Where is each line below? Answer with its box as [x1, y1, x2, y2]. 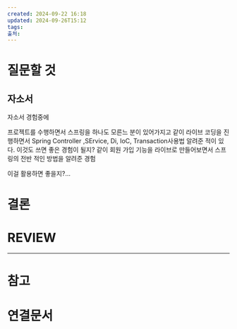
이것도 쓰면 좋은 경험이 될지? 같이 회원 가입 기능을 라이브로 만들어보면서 [16, 145, 214, 154]
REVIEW [7, 229, 56, 246]
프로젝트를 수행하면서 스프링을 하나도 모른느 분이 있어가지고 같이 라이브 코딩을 [7, 128, 222, 136]
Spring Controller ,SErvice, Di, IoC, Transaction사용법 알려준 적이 [31, 137, 217, 145]
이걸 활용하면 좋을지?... [7, 169, 71, 178]
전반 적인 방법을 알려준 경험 [20, 155, 97, 163]
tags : [7, 23, 23, 30]
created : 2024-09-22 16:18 [7, 10, 87, 18]
